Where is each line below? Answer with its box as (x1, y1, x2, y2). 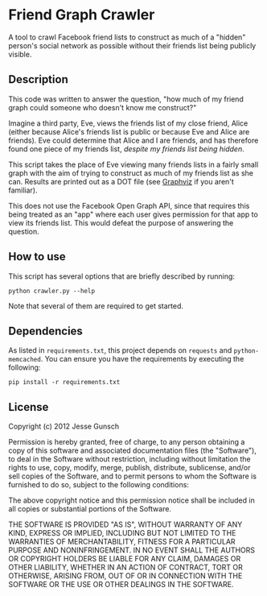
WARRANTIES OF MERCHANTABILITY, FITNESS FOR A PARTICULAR (8, 537, 236, 547)
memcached (8, 356, 42, 364)
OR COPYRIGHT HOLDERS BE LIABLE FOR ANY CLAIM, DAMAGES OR (8, 554, 241, 564)
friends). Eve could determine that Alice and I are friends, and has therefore (8, 135, 259, 145)
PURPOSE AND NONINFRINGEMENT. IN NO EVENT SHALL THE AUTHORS (8, 545, 256, 555)
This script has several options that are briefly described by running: (8, 271, 236, 281)
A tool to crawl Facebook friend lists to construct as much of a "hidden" (8, 32, 246, 42)
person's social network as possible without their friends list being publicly (8, 40, 257, 50)
